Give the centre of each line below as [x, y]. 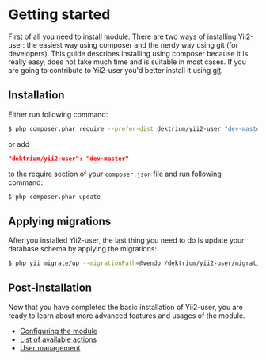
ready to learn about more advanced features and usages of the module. [127, 316]
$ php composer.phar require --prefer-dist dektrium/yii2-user [115, 128]
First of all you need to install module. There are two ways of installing [122, 36]
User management [50, 347]
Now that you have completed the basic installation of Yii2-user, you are [125, 307]
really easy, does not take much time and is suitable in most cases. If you [127, 62]
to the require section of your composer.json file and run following [115, 174]
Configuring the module [58, 331]
